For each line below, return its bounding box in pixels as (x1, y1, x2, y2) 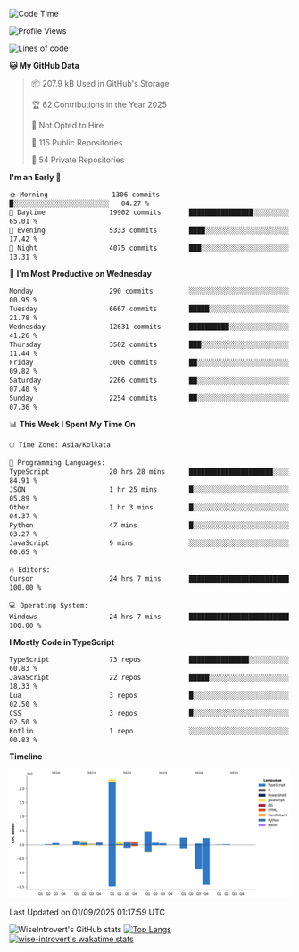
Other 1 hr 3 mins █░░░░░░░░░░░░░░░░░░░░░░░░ (9, 503, 290, 512)
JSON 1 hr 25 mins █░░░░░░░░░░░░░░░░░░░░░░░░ (9, 485, 290, 494)
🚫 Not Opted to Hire (30, 120, 104, 130)
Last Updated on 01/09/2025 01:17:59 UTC (9, 906, 166, 918)
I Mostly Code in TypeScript (9, 637, 114, 647)
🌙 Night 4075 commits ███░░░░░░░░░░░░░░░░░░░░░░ (9, 244, 290, 252)
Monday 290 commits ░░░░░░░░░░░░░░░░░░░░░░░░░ (9, 286, 290, 295)
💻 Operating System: (9, 601, 89, 610)
